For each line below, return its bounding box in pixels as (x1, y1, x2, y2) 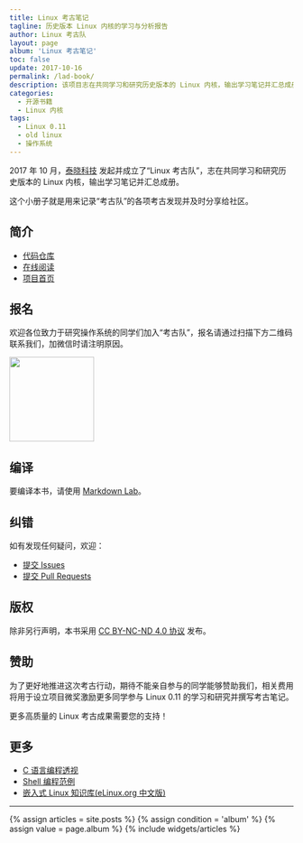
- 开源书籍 (17, 97, 53, 107)
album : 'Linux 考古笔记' (9, 47, 97, 56)
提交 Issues (22, 560, 66, 570)
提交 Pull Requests (22, 570, 92, 581)
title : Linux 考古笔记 (9, 13, 89, 23)
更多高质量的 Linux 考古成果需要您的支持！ (9, 710, 169, 721)
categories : (9, 88, 54, 97)
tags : (9, 114, 30, 123)
